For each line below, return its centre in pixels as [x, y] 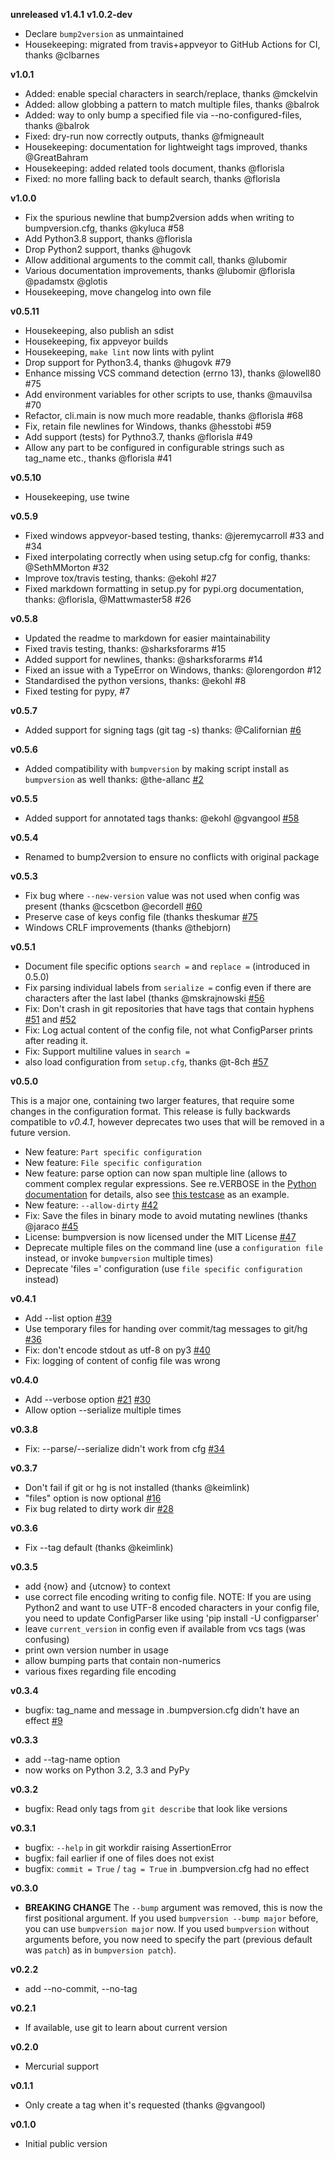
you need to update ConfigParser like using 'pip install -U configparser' [172, 1618]
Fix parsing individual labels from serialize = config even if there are [168, 987]
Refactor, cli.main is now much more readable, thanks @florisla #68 [164, 415]
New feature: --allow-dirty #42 [91, 1205]
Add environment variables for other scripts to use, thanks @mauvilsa [168, 394]
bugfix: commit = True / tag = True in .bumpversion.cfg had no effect [167, 1868]
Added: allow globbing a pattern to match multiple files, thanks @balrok [172, 104]
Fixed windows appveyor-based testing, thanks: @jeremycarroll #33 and [174, 535]
